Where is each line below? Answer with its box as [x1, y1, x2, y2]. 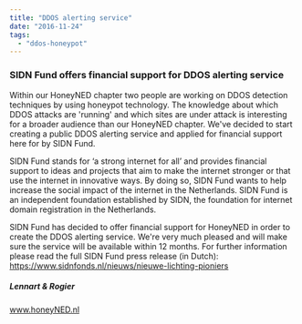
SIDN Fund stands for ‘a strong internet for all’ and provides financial [9, 156, 267, 167]
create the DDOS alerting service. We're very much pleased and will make [9, 231, 287, 242]
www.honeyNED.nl [9, 304, 80, 315]
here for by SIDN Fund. [9, 137, 96, 148]
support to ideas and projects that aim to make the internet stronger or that [9, 165, 291, 176]
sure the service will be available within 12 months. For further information [9, 240, 287, 251]
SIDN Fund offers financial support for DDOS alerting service [9, 69, 285, 82]
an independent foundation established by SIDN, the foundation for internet [9, 194, 293, 205]
